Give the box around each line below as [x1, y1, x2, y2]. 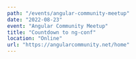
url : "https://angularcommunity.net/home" [7, 41, 130, 48]
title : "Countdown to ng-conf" [7, 28, 96, 36]
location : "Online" [7, 35, 63, 42]
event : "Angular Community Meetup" [7, 22, 109, 29]
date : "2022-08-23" [7, 16, 63, 23]
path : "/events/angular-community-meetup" [7, 9, 130, 17]
